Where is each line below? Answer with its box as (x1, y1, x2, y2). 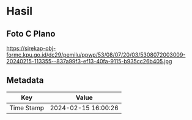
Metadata (6, 75, 44, 86)
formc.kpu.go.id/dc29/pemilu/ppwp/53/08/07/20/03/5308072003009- (6, 51, 186, 58)
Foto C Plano (6, 29, 56, 39)
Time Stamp (9, 104, 45, 112)
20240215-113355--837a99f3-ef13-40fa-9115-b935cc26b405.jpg (6, 58, 172, 65)
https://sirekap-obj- (6, 44, 56, 52)
